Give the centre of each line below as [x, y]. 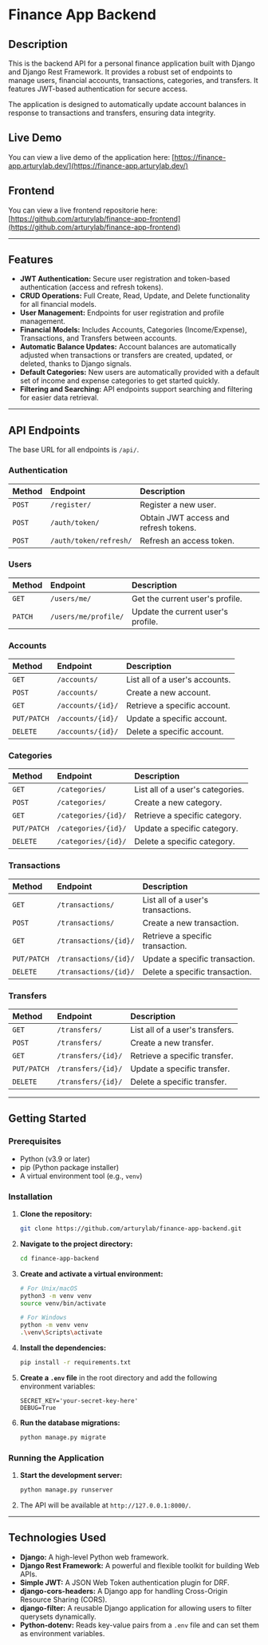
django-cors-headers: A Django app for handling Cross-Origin [124, 1591]
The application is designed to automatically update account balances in [127, 104]
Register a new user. [178, 504]
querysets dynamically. [58, 1616]
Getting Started [47, 1119]
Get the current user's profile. [187, 599]
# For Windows [43, 1318]
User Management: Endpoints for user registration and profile [122, 313]
